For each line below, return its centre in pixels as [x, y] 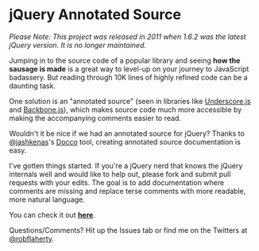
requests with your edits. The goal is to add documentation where [117, 182]
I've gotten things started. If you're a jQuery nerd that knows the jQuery [126, 165]
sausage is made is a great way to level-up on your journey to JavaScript [129, 68]
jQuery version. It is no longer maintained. [77, 44]
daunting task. [33, 86]
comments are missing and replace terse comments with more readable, [128, 191]
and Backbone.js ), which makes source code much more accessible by [126, 110]
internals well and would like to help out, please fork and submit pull [120, 174]
